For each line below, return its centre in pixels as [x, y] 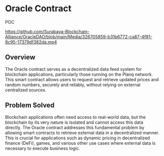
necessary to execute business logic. [43, 148]
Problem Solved [30, 105]
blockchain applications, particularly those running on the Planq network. [79, 74]
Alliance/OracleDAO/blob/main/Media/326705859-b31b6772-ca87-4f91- [79, 37]
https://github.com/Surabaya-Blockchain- [47, 31]
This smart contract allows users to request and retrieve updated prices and [82, 79]
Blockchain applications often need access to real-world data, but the [75, 117]
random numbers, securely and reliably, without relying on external [73, 85]
